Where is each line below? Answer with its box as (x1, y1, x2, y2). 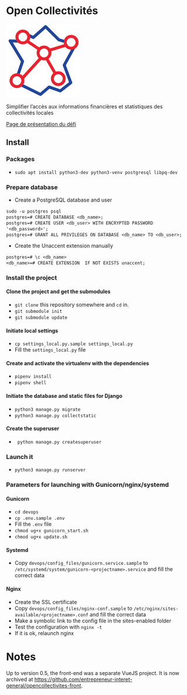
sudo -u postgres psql (6, 208, 62, 214)
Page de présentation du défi (6, 120, 76, 127)
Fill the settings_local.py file (14, 346, 86, 353)
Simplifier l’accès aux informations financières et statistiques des (6, 103, 163, 110)
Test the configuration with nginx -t (14, 623, 103, 631)
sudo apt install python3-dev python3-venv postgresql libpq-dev (14, 169, 178, 175)
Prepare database (6, 183, 58, 191)
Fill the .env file (14, 520, 52, 528)
